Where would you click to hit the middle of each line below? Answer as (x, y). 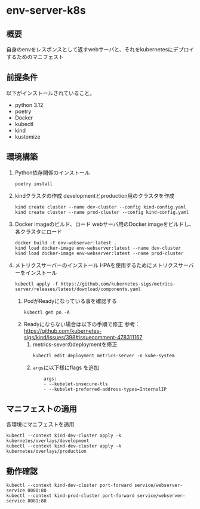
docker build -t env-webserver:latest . (66, 243)
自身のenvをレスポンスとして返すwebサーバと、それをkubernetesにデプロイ (100, 49)
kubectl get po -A (47, 312)
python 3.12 (29, 105)
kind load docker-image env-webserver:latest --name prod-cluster (99, 253)
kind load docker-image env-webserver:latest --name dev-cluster (98, 248)
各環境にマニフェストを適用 (40, 424)
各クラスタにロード (39, 231)
